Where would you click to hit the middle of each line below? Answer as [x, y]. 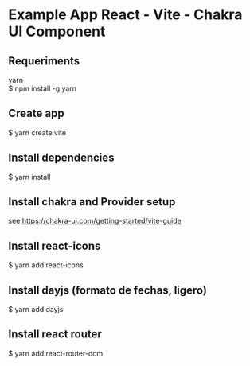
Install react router [55, 335]
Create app [37, 113]
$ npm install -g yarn [43, 88]
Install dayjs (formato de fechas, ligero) [107, 290]
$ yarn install [29, 177]
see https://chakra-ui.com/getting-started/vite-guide [95, 221]
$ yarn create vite [37, 132]
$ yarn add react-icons [46, 265]
